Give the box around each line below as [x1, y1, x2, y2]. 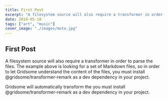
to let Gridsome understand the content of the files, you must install [5, 68, 145, 74]
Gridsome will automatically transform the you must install [5, 83, 126, 89]
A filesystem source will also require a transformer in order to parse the [5, 58, 153, 64]
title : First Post [5, 7, 44, 13]
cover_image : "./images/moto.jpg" [5, 26, 78, 31]
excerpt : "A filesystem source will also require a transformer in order [5, 12, 163, 17]
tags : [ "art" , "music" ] [5, 21, 55, 27]
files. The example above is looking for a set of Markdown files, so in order [5, 63, 160, 69]
